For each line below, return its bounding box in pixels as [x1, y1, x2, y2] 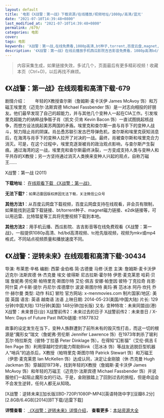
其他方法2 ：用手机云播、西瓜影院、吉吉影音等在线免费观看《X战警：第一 [5, 224, 152, 230]
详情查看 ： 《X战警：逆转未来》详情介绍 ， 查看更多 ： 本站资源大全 [5, 408, 139, 414]
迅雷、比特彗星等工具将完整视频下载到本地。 [13, 213, 103, 219]
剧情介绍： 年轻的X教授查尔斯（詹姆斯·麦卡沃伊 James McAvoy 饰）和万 [5, 98, 158, 104]
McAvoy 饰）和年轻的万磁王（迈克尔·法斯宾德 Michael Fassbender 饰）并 [5, 368, 152, 374]
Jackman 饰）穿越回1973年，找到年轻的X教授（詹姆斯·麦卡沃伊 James [5, 362, 147, 368]
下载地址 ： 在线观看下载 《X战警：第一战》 [5, 180, 92, 186]
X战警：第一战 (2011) [5, 170, 47, 176]
